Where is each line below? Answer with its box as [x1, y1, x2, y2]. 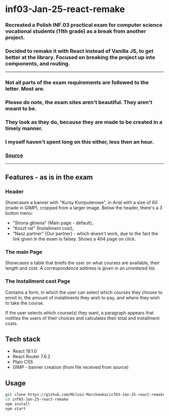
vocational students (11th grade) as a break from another [5, 28, 146, 35]
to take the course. [5, 300, 44, 306]
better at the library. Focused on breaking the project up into [5, 54, 155, 61]
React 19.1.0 [12, 348, 37, 354]
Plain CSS [12, 359, 33, 365]
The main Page [5, 248, 43, 255]
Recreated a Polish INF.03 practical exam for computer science [5, 22, 162, 29]
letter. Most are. [5, 86, 45, 93]
